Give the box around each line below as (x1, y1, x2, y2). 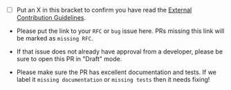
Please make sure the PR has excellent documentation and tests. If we (16, 68, 217, 76)
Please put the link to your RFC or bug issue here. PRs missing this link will (16, 27, 225, 35)
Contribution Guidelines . (16, 14, 86, 22)
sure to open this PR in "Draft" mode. (16, 55, 122, 63)
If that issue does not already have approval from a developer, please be (16, 47, 223, 56)
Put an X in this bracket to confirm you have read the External (16, 6, 192, 14)
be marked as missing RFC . (16, 34, 94, 43)
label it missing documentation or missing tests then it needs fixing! (16, 76, 210, 84)
